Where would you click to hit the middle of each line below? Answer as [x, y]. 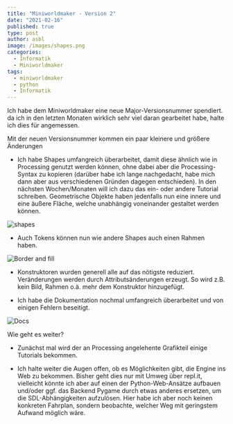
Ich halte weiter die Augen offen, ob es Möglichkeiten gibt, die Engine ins [121, 369]
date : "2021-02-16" [35, 20]
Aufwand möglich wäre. [51, 413]
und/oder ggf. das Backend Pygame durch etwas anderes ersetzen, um [119, 391]
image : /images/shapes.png [46, 46]
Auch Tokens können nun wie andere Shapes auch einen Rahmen [111, 238]
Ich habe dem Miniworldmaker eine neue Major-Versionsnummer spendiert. [115, 111]
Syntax [27, 175]
